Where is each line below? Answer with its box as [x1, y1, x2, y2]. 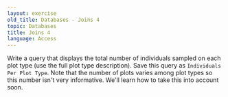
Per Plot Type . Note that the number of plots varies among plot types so [7, 69, 213, 77]
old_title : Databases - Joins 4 [7, 16, 100, 23]
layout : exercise [7, 10, 57, 17]
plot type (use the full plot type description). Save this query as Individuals [7, 61, 221, 70]
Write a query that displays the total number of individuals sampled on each [7, 54, 221, 62]
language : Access [7, 36, 57, 42]
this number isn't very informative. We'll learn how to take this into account [7, 76, 219, 84]
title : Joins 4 [7, 29, 51, 36]
